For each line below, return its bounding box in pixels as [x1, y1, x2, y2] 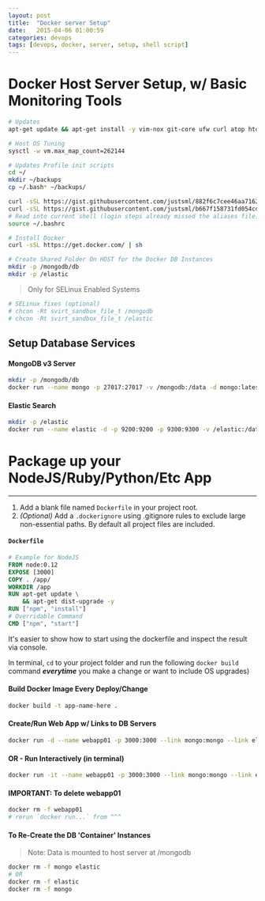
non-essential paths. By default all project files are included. [19, 519, 215, 528]
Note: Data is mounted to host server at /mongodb [27, 848, 192, 857]
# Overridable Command [8, 612, 83, 620]
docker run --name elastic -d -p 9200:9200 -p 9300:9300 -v [8, 425, 211, 433]
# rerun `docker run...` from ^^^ [8, 813, 122, 821]
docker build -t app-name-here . [8, 702, 118, 710]
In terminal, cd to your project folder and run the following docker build [8, 657, 239, 667]
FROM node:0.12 [8, 561, 58, 569]
